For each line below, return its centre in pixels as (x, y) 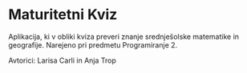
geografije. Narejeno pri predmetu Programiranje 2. (93, 44)
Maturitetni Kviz (63, 15)
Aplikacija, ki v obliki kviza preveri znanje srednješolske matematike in (123, 36)
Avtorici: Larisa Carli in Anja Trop (62, 60)
